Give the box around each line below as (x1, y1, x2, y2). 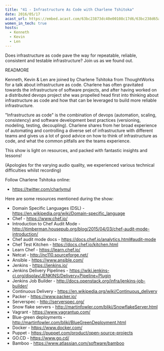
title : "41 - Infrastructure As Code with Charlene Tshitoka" (5, 7, 134, 12)
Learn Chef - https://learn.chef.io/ (12, 246, 81, 252)
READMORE (5, 67, 29, 73)
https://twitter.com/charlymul (12, 186, 71, 192)
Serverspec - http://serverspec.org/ (12, 299, 84, 305)
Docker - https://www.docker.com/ (12, 325, 82, 330)
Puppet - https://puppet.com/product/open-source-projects (12, 329, 133, 335)
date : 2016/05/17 (5, 12, 41, 17)
